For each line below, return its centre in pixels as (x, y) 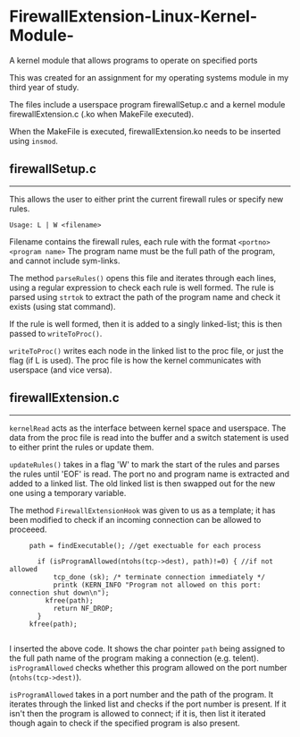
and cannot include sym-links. (65, 261)
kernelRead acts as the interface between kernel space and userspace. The (148, 428)
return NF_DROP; (83, 608)
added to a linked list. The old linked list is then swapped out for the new (142, 483)
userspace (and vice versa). (61, 370)
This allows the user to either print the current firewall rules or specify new (146, 199)
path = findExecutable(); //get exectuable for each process (145, 545)
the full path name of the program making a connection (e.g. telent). (134, 658)
